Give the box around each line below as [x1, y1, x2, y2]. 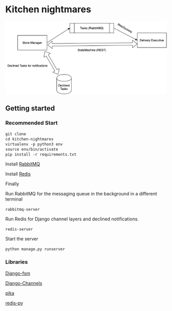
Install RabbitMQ [5, 161, 40, 167]
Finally [5, 181, 19, 187]
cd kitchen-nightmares [5, 137, 54, 142]
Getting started [5, 104, 55, 113]
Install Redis [5, 171, 31, 177]
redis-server [5, 227, 33, 232]
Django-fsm [5, 270, 31, 276]
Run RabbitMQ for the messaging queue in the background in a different [5, 191, 157, 197]
